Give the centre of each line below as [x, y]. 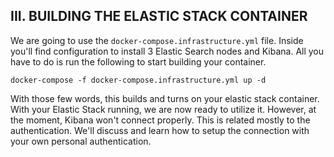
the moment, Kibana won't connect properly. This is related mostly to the [160, 120]
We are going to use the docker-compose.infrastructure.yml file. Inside [157, 40]
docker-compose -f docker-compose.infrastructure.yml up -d [138, 80]
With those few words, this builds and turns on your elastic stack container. [165, 98]
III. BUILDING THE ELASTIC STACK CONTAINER [159, 16]
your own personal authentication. [81, 141]
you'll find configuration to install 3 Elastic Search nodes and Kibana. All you [167, 51]
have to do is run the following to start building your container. [138, 61]
